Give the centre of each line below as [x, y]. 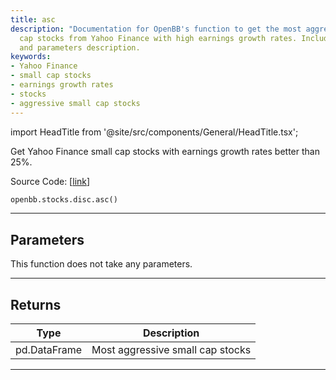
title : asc [33, 19]
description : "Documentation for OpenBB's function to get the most [156, 29]
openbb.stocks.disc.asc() [64, 199]
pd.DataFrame [49, 349]
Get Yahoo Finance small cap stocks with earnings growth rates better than [165, 151]
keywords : [31, 57]
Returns [36, 304]
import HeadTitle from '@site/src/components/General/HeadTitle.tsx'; [154, 132]
